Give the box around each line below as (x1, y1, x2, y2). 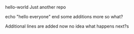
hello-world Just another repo (5, 4, 66, 10)
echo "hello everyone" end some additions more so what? (5, 14, 123, 19)
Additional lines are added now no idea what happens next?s (5, 23, 130, 29)
